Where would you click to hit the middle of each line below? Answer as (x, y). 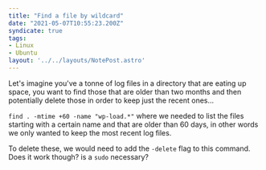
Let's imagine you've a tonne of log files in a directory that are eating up (127, 83)
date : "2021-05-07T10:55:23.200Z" (66, 23)
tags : (17, 38)
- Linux (21, 46)
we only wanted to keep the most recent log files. (90, 132)
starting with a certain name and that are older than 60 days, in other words (133, 124)
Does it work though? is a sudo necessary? (78, 156)
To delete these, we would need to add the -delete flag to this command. (129, 148)
